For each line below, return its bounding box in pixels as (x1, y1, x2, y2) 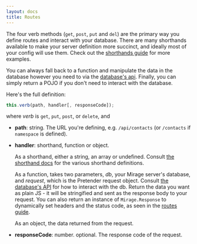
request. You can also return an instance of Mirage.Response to (14, 196, 166, 203)
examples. (6, 55, 31, 62)
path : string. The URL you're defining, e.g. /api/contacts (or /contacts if (14, 124, 191, 131)
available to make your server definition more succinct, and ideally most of (6, 42, 187, 50)
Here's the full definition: (6, 91, 66, 98)
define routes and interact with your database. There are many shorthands (6, 37, 187, 44)
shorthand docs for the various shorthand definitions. (14, 160, 145, 167)
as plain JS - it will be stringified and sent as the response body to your (14, 190, 188, 197)
